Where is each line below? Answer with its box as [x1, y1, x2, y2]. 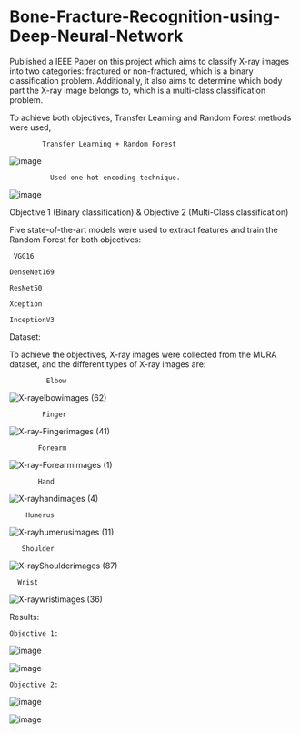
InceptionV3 [9, 315, 55, 324]
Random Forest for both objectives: [9, 234, 142, 245]
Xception [9, 299, 43, 309]
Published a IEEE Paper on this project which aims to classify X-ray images [9, 56, 289, 66]
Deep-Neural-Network [9, 25, 184, 46]
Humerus [25, 510, 55, 520]
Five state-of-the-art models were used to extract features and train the [9, 224, 279, 235]
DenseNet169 [9, 267, 55, 277]
